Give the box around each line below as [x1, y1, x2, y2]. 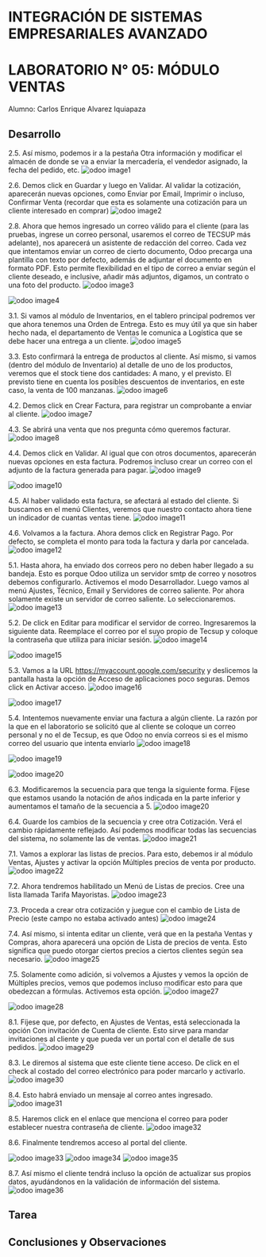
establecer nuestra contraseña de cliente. [8, 1122, 145, 1132]
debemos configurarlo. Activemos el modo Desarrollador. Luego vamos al [8, 577, 249, 586]
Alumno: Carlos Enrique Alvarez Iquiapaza [8, 104, 146, 114]
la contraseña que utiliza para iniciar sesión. [8, 635, 152, 644]
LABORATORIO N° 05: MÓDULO [8, 61, 220, 79]
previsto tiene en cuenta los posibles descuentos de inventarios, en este [8, 377, 245, 386]
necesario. [8, 954, 44, 963]
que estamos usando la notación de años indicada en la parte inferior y [8, 793, 241, 802]
